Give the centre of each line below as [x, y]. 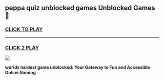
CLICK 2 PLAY [22, 48]
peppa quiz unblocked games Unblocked [69, 8]
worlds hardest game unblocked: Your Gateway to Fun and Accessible [78, 67]
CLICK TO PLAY [24, 30]
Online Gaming [20, 72]
